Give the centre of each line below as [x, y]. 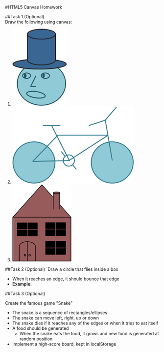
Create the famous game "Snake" [39, 303]
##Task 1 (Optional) [25, 16]
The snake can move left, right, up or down [56, 318]
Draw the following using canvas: [39, 22]
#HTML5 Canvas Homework [34, 7]
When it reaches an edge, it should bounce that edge [66, 279]
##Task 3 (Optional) [25, 293]
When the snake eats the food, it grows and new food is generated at [89, 334]
